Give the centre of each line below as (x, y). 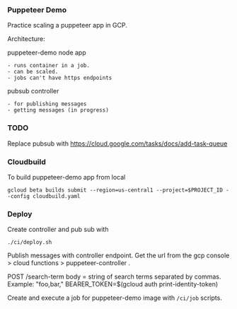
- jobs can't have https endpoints (60, 78)
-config (19, 196)
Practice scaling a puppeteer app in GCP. (67, 25)
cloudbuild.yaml (57, 196)
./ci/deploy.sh (30, 243)
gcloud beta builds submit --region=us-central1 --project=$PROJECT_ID (115, 190)
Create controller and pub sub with (58, 229)
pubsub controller (33, 91)
